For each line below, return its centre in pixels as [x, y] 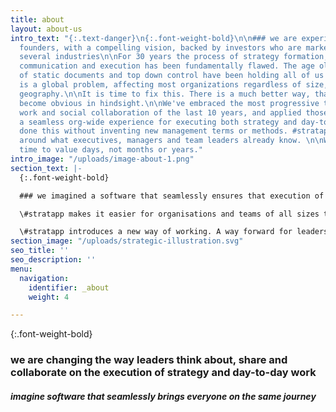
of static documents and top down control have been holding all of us [172, 76]
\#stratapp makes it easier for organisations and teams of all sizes [169, 214]
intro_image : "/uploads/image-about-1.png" [102, 159]
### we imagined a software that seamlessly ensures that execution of [172, 196]
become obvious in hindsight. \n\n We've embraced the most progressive [169, 103]
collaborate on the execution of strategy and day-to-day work [163, 373]
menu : [21, 269]
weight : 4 [49, 297]
